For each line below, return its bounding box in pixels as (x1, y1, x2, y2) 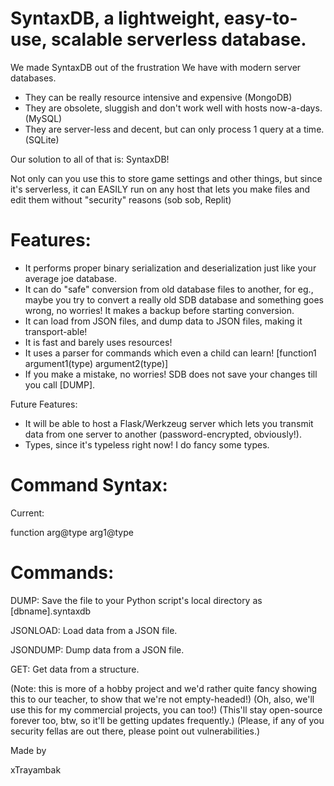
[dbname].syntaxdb (10, 605, 92, 617)
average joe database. (24, 272, 118, 284)
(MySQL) (24, 112, 63, 124)
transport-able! (24, 325, 88, 337)
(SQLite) (24, 133, 60, 146)
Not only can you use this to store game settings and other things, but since (10, 172, 323, 184)
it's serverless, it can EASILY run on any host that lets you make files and (10, 183, 311, 195)
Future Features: (10, 398, 78, 410)
